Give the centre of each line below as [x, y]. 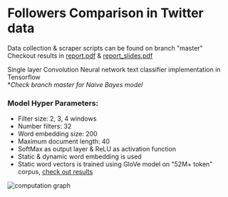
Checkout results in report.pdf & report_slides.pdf [80, 56]
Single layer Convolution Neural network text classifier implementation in [114, 69]
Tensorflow [24, 77]
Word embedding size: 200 [57, 134]
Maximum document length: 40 [64, 141]
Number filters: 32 [45, 126]
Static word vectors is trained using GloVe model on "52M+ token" [115, 164]
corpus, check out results [55, 172]
